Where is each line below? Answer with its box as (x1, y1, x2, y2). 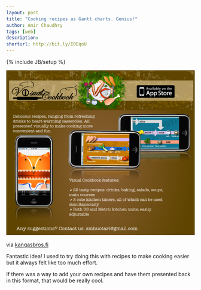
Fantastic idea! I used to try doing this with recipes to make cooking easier (6, 253, 190, 260)
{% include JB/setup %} (6, 59, 66, 65)
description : (6, 35, 39, 41)
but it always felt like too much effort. (6, 259, 98, 266)
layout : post (6, 10, 39, 16)
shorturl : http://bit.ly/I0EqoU (6, 41, 87, 47)
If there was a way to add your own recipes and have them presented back (6, 271, 191, 278)
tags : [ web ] (6, 29, 36, 35)
